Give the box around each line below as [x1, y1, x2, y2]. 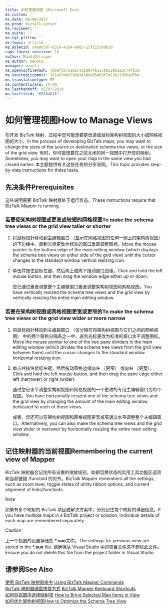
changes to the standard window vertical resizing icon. [12, 257, 125, 263]
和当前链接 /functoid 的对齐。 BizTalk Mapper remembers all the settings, [5, 475, 155, 482]
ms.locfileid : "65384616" [5, 91, 59, 96]
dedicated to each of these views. [12, 403, 82, 409]
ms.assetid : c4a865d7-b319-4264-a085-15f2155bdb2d [5, 45, 113, 50]
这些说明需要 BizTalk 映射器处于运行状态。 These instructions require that [5, 197, 156, 203]
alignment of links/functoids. [5, 486, 64, 492]
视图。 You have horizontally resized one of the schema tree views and [12, 392, 158, 399]
